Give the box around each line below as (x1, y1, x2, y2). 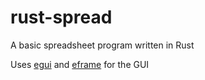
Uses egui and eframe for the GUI (10, 58, 150, 70)
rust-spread (10, 6, 113, 29)
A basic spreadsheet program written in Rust (10, 39, 195, 51)
